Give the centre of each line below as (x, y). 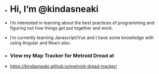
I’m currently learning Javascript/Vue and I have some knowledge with (82, 37)
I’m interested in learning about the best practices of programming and (82, 23)
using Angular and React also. (40, 42)
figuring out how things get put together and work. (61, 28)
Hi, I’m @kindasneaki (54, 9)
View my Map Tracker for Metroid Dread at (62, 55)
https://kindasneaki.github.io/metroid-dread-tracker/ (63, 66)
